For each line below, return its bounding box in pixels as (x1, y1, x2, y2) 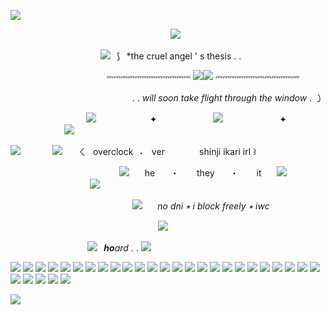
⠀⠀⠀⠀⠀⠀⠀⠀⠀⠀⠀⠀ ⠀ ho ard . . (10, 242, 139, 254)
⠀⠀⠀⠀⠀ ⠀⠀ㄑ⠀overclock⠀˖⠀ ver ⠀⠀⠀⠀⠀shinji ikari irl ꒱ (20, 146, 257, 157)
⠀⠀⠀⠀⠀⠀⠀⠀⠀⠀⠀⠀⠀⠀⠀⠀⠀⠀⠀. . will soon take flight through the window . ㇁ (10, 92, 324, 104)
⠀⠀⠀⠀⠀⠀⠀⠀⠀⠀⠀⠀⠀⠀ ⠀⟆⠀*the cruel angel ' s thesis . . (10, 50, 242, 62)
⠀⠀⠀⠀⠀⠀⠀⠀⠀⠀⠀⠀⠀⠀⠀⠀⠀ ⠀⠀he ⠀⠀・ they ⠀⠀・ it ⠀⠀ (10, 167, 277, 179)
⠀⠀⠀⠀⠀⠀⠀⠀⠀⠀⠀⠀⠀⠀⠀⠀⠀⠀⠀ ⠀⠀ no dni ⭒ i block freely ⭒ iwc (10, 200, 270, 212)
